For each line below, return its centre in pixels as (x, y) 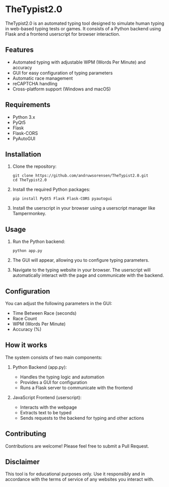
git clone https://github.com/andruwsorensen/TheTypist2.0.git (80, 176)
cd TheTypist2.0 (30, 180)
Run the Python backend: (39, 241)
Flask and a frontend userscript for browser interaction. (63, 34)
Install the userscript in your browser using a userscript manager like (84, 208)
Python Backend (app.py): (40, 367)
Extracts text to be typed (46, 412)
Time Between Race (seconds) (44, 313)
